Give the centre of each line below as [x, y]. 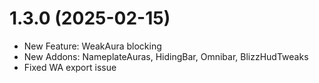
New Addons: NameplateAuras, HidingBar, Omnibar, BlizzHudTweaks [166, 56]
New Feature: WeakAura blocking [92, 46]
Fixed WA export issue [70, 67]
